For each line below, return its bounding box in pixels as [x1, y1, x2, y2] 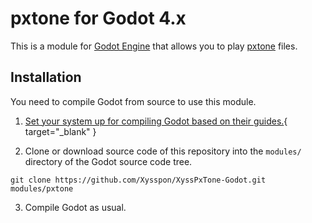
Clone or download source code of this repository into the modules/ [24, 145, 302, 157]
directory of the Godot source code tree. [24, 155, 193, 167]
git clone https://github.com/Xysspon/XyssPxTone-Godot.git [10, 175, 267, 185]
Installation [10, 69, 82, 86]
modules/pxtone [10, 183, 74, 194]
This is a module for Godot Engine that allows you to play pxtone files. [10, 40, 298, 52]
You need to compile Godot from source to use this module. [10, 95, 257, 107]
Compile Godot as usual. [24, 201, 127, 213]
